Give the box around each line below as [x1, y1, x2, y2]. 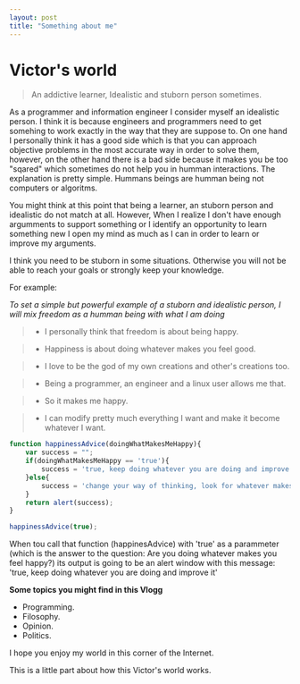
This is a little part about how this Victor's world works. [9, 665, 212, 676]
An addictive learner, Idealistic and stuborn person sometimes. [30, 89, 262, 100]
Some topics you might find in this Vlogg [9, 585, 163, 595]
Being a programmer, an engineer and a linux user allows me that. [44, 378, 287, 389]
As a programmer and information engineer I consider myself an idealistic [9, 106, 279, 117]
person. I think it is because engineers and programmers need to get [9, 116, 262, 127]
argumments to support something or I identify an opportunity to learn [9, 219, 268, 230]
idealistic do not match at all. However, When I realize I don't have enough [9, 209, 281, 220]
